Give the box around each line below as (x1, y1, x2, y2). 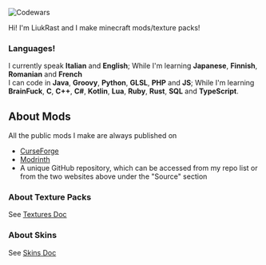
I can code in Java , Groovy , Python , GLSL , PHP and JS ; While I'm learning (8, 78, 255, 88)
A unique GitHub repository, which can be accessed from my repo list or (19, 164, 258, 173)
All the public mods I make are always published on (8, 131, 177, 140)
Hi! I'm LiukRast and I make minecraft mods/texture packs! (8, 23, 200, 32)
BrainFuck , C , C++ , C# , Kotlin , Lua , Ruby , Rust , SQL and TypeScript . (8, 86, 240, 96)
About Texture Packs (8, 192, 92, 203)
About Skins (8, 230, 58, 241)
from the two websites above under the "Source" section (19, 172, 208, 181)
